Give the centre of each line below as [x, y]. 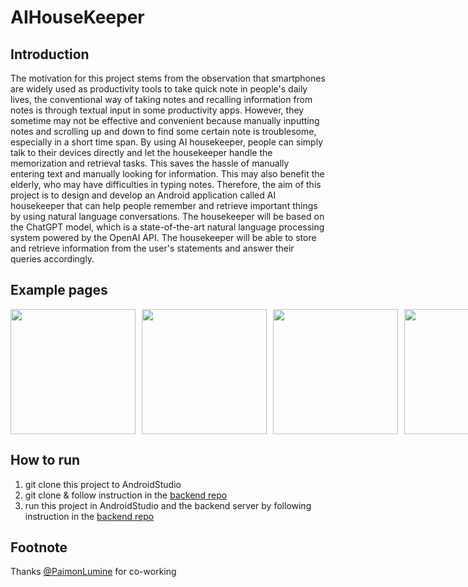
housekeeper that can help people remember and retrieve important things [164, 205]
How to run [45, 460]
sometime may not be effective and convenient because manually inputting [165, 120]
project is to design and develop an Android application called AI [143, 195]
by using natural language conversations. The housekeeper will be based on [167, 216]
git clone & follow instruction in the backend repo [126, 495]
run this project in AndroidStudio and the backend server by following [168, 505]
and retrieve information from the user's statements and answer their [152, 248]
